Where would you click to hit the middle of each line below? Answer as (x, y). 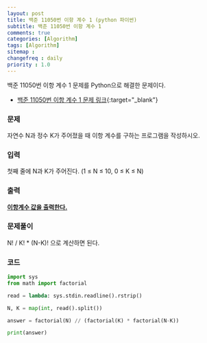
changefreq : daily (35, 58)
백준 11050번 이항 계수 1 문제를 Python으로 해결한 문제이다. (86, 85)
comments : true (29, 33)
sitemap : (21, 52)
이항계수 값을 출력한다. (37, 207)
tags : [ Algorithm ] (33, 45)
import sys (23, 277)
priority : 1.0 (29, 65)
